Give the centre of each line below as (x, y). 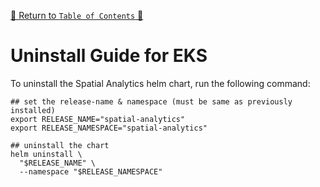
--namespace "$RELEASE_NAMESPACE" (91, 171)
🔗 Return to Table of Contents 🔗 (77, 15)
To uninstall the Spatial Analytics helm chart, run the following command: (160, 83)
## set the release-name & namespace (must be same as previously (151, 101)
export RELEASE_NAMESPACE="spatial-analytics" (109, 128)
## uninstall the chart (60, 145)
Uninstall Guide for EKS (109, 56)
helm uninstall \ (46, 154)
